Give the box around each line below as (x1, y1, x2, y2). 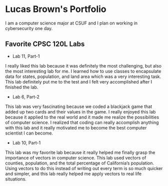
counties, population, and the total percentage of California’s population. (5, 160, 154, 166)
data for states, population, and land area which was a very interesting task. (5, 73, 161, 79)
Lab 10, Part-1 (12, 139, 41, 145)
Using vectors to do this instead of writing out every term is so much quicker (5, 165, 163, 171)
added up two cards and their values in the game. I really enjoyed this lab (5, 108, 156, 114)
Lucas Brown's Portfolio (5, 3, 106, 15)
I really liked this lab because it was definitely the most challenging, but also (5, 62, 161, 68)
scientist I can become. (5, 130, 53, 136)
